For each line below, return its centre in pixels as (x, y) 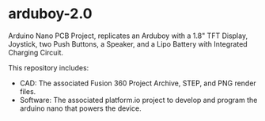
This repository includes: (49, 67)
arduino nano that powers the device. (81, 108)
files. (28, 91)
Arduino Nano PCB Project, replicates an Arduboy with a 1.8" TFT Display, (128, 36)
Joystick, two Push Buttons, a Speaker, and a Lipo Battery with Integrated (128, 43)
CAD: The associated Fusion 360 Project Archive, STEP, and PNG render (138, 83)
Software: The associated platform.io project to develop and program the (138, 100)
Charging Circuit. (36, 52)
